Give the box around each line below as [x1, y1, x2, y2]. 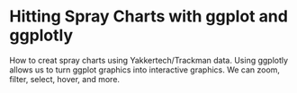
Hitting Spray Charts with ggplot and [9, 6, 288, 27]
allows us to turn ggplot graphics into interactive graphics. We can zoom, [9, 64, 281, 75]
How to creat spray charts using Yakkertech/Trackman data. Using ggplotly [9, 55, 289, 65]
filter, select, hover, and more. [9, 73, 120, 84]
